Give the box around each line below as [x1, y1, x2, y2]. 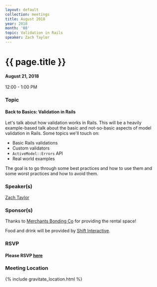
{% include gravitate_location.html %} [5, 276, 83, 282]
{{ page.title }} [5, 57, 66, 68]
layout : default [5, 7, 39, 12]
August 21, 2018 [5, 73, 39, 79]
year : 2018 [5, 21, 28, 26]
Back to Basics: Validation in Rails [5, 109, 76, 115]
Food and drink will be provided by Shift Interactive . [5, 227, 110, 233]
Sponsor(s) [5, 207, 33, 214]
